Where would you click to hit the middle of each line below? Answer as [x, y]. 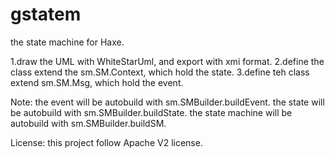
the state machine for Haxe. [67, 42]
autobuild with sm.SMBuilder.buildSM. [88, 123]
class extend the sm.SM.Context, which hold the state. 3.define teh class [160, 72]
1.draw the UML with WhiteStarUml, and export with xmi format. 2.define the [167, 61]
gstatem [46, 14]
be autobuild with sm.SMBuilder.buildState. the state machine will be [151, 112]
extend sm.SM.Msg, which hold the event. [97, 82]
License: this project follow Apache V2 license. [106, 142]
